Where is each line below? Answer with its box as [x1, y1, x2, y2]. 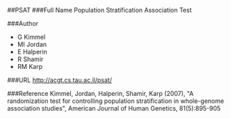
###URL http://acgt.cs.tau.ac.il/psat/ [7, 76, 113, 84]
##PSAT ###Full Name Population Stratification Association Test [7, 6, 192, 14]
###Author [7, 19, 39, 27]
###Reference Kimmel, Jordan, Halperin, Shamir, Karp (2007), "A [7, 90, 194, 97]
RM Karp [17, 63, 43, 70]
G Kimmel [17, 33, 46, 41]
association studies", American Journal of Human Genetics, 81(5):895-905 [7, 104, 221, 112]
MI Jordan [17, 40, 47, 48]
